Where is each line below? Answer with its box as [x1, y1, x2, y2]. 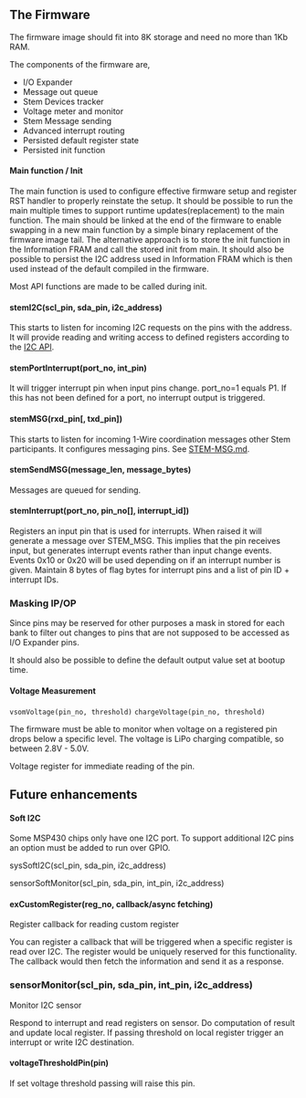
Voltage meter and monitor [22, 105, 124, 117]
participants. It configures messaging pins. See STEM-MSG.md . [9, 443, 250, 455]
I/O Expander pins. [9, 637, 79, 648]
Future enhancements [9, 787, 138, 802]
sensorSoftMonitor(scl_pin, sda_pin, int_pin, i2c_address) [9, 878, 225, 889]
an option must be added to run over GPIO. [9, 842, 171, 853]
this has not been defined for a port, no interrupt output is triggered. [9, 392, 266, 403]
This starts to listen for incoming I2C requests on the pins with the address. [9, 322, 292, 333]
